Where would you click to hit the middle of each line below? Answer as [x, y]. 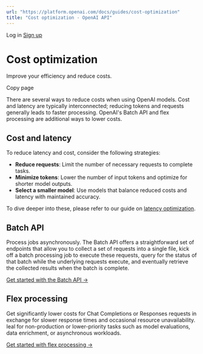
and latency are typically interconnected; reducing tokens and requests [95, 106]
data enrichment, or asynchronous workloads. [64, 333]
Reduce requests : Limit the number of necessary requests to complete [104, 165]
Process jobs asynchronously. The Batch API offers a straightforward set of [100, 242]
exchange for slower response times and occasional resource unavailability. [101, 320]
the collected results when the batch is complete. [68, 268]
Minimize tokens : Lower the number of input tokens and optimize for [101, 177]
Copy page [20, 88]
